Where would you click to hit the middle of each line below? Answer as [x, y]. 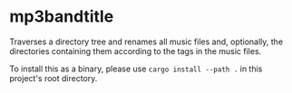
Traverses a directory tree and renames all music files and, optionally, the [146, 42]
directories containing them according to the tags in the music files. [136, 51]
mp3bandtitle [62, 17]
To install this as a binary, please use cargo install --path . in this [136, 69]
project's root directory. [54, 78]
